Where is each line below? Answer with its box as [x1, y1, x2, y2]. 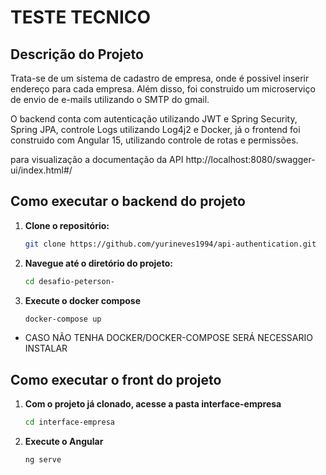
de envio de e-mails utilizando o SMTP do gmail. [10, 94, 210, 105]
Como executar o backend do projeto [10, 193, 246, 210]
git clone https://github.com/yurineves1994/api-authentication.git [24, 239, 317, 249]
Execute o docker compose [24, 294, 141, 306]
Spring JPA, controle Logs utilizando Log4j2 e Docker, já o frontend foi [10, 124, 301, 135]
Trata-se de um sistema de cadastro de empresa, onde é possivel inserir [10, 72, 310, 84]
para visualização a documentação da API [10, 154, 184, 165]
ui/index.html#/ [10, 164, 73, 176]
